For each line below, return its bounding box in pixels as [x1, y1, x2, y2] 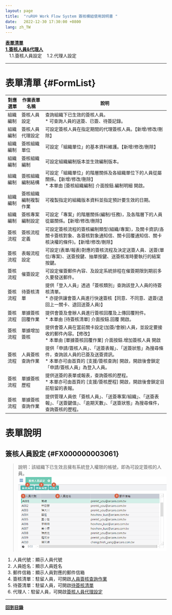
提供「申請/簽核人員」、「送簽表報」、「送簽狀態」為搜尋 [45, 345, 159, 351]
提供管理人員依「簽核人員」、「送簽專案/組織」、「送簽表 [45, 393, 159, 400]
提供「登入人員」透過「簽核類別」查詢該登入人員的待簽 [45, 282, 162, 288]
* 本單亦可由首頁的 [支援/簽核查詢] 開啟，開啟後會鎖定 [45, 358, 160, 364]
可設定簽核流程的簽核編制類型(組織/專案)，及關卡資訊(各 [45, 226, 165, 232]
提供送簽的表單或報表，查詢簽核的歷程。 [45, 372, 131, 379]
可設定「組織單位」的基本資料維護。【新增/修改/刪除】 [45, 144, 159, 150]
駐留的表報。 [49, 385, 77, 391]
